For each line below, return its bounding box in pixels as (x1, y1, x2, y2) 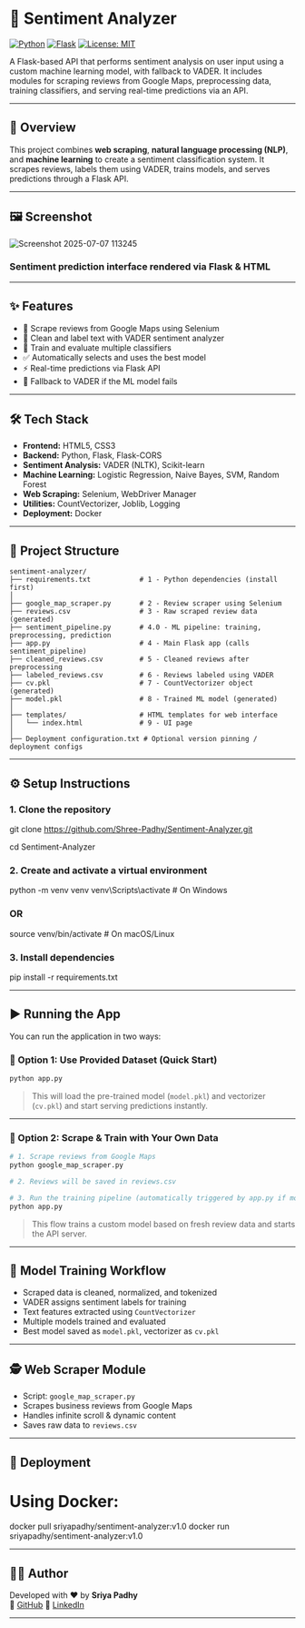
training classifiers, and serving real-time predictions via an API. (9, 85, 249, 96)
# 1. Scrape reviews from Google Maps (9, 1152, 156, 1162)
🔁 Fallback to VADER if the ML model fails (22, 375, 178, 386)
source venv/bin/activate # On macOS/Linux (9, 928, 175, 939)
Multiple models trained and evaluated (22, 1316, 166, 1328)
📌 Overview (9, 120, 76, 136)
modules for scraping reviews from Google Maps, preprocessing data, (9, 75, 272, 86)
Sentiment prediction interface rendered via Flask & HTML (9, 260, 271, 273)
